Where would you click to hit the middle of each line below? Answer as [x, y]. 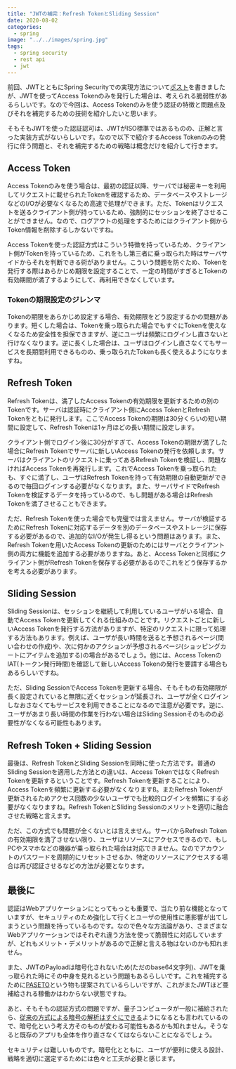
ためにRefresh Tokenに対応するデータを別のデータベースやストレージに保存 [117, 527]
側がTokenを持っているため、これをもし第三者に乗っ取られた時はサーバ [117, 254]
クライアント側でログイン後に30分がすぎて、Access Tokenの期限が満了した [117, 442]
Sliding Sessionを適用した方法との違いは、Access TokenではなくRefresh [113, 772]
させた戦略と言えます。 [41, 816]
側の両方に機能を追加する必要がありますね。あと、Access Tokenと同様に [114, 553]
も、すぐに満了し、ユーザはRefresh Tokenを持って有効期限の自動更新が [111, 477]
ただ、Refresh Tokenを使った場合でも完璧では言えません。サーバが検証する [117, 518]
